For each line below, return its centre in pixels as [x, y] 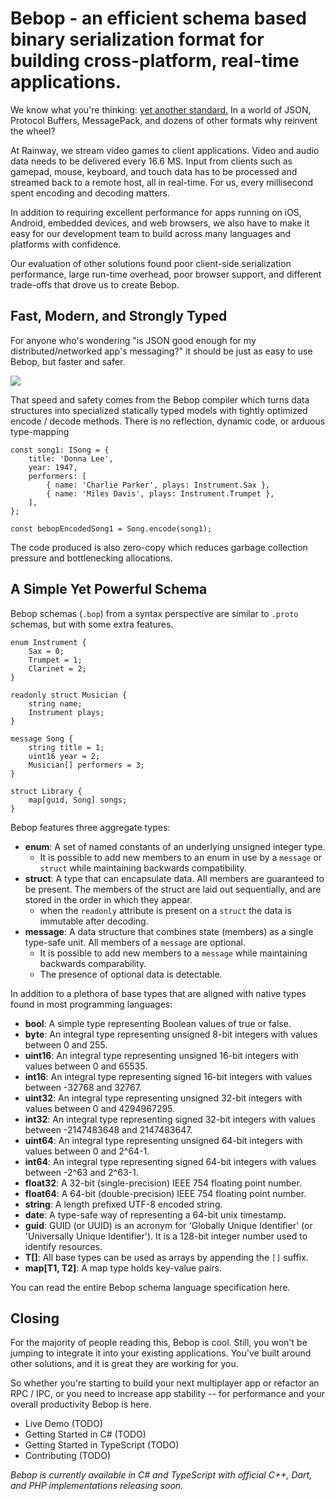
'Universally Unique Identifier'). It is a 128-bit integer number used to [166, 1236]
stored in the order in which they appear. [108, 899]
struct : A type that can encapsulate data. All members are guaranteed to [174, 878]
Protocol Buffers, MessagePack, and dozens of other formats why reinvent [164, 120]
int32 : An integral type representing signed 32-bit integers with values [170, 1119]
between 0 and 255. [66, 1044]
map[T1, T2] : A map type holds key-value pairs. [123, 1268]
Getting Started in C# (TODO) [85, 1434]
